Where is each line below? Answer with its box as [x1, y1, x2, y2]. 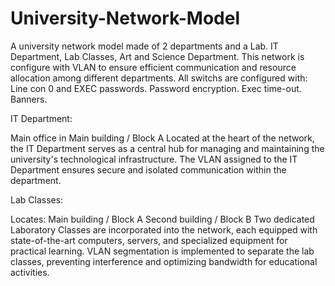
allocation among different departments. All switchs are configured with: [10, 72, 308, 84]
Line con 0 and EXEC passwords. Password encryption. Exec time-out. [10, 82, 302, 94]
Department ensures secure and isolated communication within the [10, 163, 287, 176]
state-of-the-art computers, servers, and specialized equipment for [10, 234, 288, 246]
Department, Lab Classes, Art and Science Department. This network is [10, 50, 305, 62]
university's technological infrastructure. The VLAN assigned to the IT [10, 153, 298, 165]
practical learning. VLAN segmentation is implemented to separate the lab [10, 245, 315, 257]
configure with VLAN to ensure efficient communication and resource [10, 61, 297, 73]
